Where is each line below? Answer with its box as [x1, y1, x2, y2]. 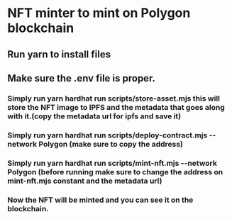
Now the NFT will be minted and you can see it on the [7, 195, 194, 205]
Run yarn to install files [7, 48, 111, 60]
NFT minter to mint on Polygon [7, 5, 191, 21]
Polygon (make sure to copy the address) [38, 139, 183, 149]
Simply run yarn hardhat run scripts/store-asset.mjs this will [7, 94, 221, 103]
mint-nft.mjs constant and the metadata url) [7, 176, 162, 186]
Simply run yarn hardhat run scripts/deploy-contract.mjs [7, 130, 208, 140]
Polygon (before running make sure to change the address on [7, 167, 223, 176]
